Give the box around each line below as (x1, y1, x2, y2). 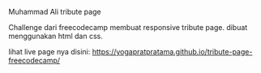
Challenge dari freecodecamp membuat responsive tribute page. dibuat (8, 23, 248, 32)
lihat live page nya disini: (8, 47, 91, 56)
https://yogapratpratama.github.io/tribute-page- (92, 47, 253, 56)
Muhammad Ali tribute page (8, 7, 101, 16)
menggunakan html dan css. (8, 32, 103, 41)
